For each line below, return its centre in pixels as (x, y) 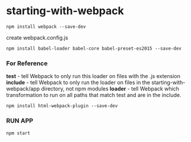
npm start (18, 133)
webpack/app (23, 89)
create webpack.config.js (37, 37)
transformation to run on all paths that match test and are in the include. (94, 95)
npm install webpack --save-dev (46, 27)
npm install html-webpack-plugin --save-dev (62, 106)
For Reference (27, 63)
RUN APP (20, 121)
